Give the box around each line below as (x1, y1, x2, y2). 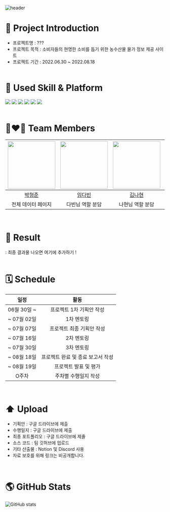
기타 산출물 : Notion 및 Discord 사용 (12, 446, 84, 452)
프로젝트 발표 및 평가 (54, 363, 101, 370)
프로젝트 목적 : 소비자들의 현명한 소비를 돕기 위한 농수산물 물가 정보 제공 (12, 46, 154, 52)
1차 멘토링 (65, 315, 90, 322)
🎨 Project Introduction (5, 23, 100, 34)
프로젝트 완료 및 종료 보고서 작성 (41, 353, 114, 360)
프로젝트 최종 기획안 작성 (50, 325, 105, 332)
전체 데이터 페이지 (11, 201, 52, 208)
